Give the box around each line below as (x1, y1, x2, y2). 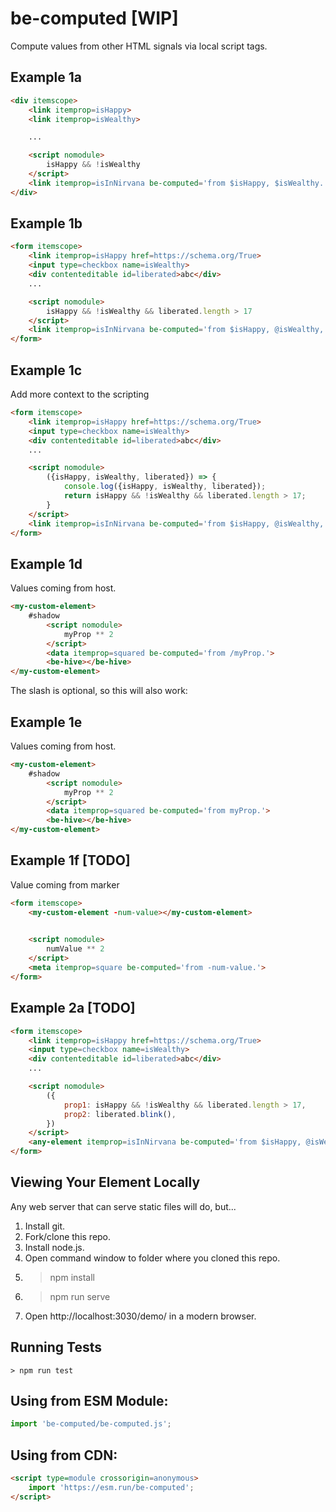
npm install (49, 1271, 95, 1283)
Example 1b (10, 215, 83, 232)
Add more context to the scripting (10, 388, 150, 400)
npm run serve (49, 1290, 111, 1302)
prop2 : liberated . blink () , (63, 1109, 177, 1119)
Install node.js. (24, 1241, 85, 1253)
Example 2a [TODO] (10, 1000, 136, 1017)
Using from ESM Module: (10, 1393, 169, 1410)
